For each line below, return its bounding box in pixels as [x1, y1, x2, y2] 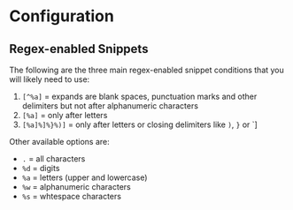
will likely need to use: [9, 74, 90, 85]
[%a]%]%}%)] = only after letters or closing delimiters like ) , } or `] [21, 119, 258, 130]
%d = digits [21, 163, 60, 173]
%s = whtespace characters [21, 191, 122, 201]
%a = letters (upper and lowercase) [21, 172, 148, 183]
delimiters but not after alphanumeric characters [21, 101, 199, 111]
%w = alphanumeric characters [21, 182, 131, 191]
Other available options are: [9, 137, 110, 146]
